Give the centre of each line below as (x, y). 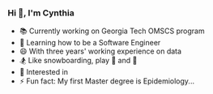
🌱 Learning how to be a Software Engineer (90, 43)
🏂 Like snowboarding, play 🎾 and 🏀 (78, 61)
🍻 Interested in (43, 72)
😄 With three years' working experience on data (100, 51)
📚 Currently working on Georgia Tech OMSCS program (112, 31)
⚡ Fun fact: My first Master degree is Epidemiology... (107, 81)
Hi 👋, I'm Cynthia (41, 13)
